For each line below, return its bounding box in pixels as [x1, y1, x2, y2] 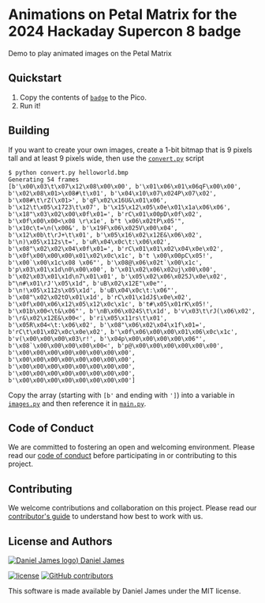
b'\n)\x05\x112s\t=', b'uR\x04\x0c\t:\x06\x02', [8, 237, 171, 246]
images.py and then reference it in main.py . [8, 398, 147, 408]
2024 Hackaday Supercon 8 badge [8, 22, 241, 40]
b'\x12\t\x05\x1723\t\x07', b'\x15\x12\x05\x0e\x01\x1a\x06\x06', [8, 203, 231, 211]
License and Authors [8, 534, 113, 548]
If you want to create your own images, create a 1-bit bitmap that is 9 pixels [8, 145, 252, 154]
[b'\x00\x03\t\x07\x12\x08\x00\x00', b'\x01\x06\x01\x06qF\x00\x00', [8, 182, 242, 191]
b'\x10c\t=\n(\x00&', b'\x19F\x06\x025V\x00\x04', [8, 224, 178, 232]
